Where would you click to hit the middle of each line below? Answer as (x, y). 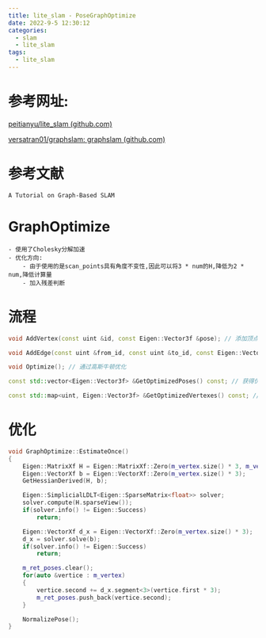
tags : (17, 52)
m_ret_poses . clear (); (58, 568)
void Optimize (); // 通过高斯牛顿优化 (67, 367)
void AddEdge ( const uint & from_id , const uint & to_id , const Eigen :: (125, 353)
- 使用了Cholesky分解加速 (47, 249)
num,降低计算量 (30, 274)
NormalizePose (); (51, 619)
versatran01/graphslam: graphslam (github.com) (87, 139)
